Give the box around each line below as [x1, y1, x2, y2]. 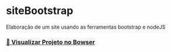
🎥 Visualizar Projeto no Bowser [6, 38, 95, 46]
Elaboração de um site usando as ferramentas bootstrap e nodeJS [6, 23, 166, 30]
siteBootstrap [6, 4, 74, 18]
